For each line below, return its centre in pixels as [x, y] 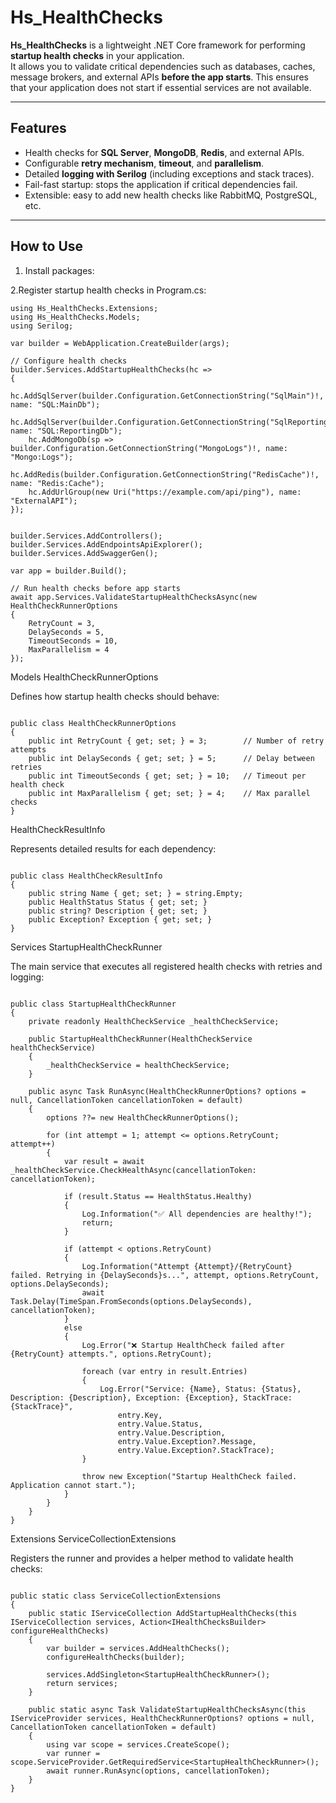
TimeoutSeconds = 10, [73, 641]
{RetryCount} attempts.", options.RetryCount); [111, 1354]
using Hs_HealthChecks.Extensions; [84, 308]
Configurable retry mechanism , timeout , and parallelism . [144, 163]
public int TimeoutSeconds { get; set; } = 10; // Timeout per [167, 776]
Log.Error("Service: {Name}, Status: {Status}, [200, 1389]
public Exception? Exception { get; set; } [120, 919]
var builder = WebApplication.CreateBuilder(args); [120, 343]
